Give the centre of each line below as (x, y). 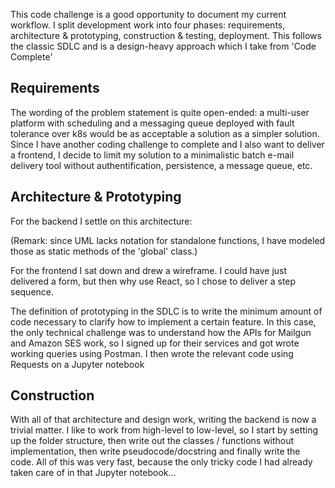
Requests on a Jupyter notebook (77, 364)
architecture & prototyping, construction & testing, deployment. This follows (166, 35)
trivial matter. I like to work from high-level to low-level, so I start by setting (164, 430)
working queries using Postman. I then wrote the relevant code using (152, 353)
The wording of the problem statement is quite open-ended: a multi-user (160, 112)
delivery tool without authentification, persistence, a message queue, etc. (161, 165)
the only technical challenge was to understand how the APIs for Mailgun (161, 332)
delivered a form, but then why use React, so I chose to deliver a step (153, 281)
